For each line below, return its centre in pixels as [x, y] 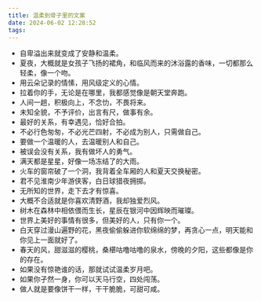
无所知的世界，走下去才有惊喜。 [71, 191]
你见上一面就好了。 [51, 240]
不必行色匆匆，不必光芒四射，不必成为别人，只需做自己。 [112, 132]
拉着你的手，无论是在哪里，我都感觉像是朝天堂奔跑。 [105, 93]
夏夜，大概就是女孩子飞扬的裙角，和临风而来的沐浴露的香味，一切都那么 [136, 63]
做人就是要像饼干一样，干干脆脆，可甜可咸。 [92, 289]
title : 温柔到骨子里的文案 [47, 15]
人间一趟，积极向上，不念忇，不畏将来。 [85, 102]
